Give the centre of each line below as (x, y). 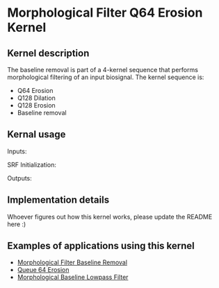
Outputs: (20, 178)
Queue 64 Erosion (43, 270)
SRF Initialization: (32, 164)
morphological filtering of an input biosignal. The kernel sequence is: (106, 77)
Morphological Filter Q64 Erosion (105, 13)
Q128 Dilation (36, 98)
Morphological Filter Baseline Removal (72, 262)
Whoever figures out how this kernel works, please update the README (110, 217)
